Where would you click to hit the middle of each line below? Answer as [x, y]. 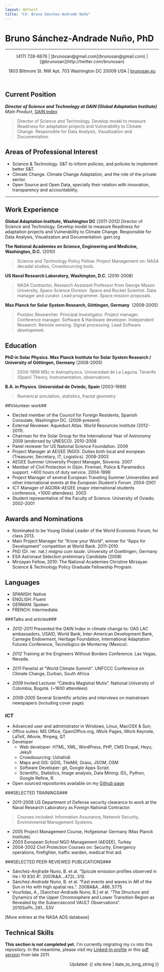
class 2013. [23, 536]
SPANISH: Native [29, 594]
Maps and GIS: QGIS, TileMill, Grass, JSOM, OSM [69, 763]
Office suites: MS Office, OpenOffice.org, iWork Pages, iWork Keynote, [83, 731]
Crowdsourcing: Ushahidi [45, 757]
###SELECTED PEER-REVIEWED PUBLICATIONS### [58, 862]
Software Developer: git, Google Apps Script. [65, 768]
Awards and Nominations [44, 519]
